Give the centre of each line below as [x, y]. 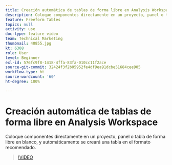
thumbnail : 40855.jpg [28, 44]
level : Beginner [23, 58]
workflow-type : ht [25, 72]
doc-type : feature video [32, 34]
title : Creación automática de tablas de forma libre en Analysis [78, 10]
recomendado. [21, 147]
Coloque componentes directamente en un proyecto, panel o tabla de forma [85, 136]
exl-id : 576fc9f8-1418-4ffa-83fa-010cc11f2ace [56, 63]
